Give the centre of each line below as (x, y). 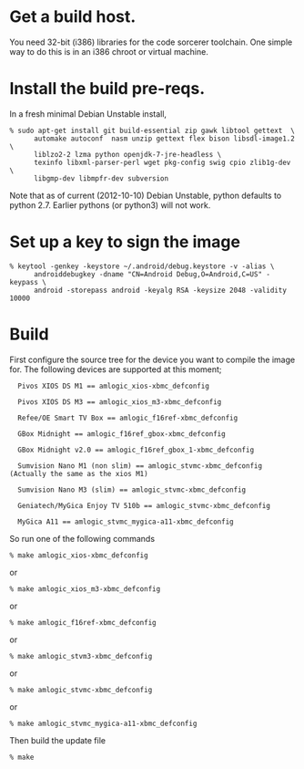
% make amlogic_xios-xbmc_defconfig (79, 555)
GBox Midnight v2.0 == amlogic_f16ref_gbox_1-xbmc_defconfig (136, 450)
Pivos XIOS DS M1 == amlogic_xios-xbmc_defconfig (113, 386)
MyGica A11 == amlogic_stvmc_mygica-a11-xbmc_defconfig (126, 522)
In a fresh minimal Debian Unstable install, (88, 114)
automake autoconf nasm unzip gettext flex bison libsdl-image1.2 (164, 139)
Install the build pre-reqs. (107, 89)
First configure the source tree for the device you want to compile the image (152, 359)
